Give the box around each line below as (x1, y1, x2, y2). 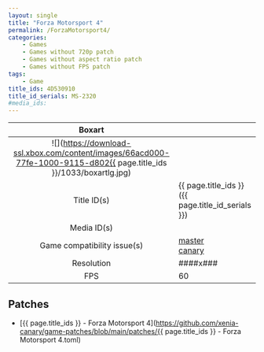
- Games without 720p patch (22, 48, 114, 56)
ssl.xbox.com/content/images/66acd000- (13, 147, 170, 158)
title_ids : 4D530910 (8, 84, 76, 93)
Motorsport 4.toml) (19, 335, 81, 344)
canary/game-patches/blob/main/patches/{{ (19, 326, 163, 335)
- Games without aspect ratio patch (22, 56, 143, 64)
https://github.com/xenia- (156, 318, 239, 328)
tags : (8, 70, 26, 78)
